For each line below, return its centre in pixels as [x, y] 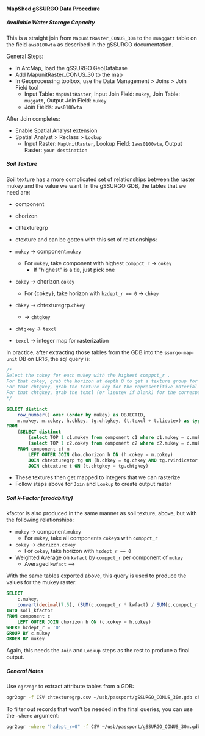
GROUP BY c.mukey [28, 633]
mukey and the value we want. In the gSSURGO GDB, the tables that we [96, 185]
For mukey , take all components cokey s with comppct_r [91, 538]
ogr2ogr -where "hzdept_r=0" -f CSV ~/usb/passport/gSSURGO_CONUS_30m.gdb [103, 727]
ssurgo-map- [179, 353]
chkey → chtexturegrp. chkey [50, 305]
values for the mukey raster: [42, 582]
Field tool [27, 87]
